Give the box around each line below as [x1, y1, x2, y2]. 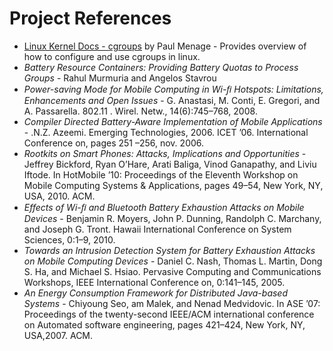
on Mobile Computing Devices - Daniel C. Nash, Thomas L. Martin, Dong [23, 255, 323, 267]
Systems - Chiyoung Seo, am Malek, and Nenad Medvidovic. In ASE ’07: [23, 297, 321, 309]
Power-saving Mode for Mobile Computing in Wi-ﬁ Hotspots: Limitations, [23, 83, 324, 95]
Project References [9, 7, 172, 30]
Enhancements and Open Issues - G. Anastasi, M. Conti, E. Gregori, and [23, 94, 321, 106]
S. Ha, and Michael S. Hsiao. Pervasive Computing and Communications [23, 265, 322, 277]
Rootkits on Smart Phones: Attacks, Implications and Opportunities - [23, 147, 307, 159]
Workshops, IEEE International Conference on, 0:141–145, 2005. [23, 276, 286, 288]
